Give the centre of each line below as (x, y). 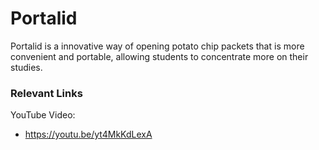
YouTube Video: (43, 115)
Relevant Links (46, 93)
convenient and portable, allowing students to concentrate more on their (159, 56)
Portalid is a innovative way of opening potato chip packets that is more (157, 46)
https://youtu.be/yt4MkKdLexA (88, 134)
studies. (26, 67)
